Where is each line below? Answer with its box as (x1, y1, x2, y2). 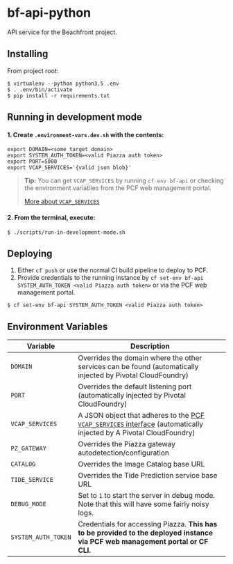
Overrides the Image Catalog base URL (78, 460, 205, 469)
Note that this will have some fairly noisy (78, 499, 209, 509)
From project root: (7, 66, 59, 75)
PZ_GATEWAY (10, 444, 46, 453)
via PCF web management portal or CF (78, 537, 209, 547)
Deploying (7, 247, 53, 259)
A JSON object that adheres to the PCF (78, 411, 205, 421)
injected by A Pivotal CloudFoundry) (78, 428, 196, 438)
